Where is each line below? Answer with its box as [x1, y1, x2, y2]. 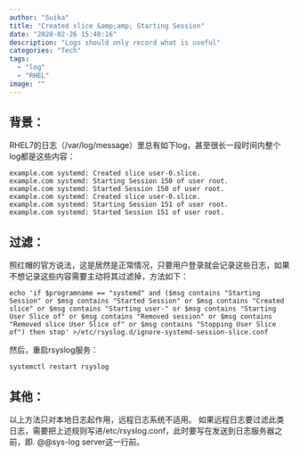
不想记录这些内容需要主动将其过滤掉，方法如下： [9, 271, 189, 282]
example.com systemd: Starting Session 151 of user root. [9, 200, 229, 210]
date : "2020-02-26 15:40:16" [9, 29, 117, 38]
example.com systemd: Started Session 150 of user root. [9, 185, 225, 194]
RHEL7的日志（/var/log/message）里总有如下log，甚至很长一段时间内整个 [9, 140, 281, 151]
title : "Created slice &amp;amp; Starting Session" [9, 21, 205, 30]
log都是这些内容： [9, 151, 76, 162]
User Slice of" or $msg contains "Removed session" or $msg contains [9, 312, 273, 321]
